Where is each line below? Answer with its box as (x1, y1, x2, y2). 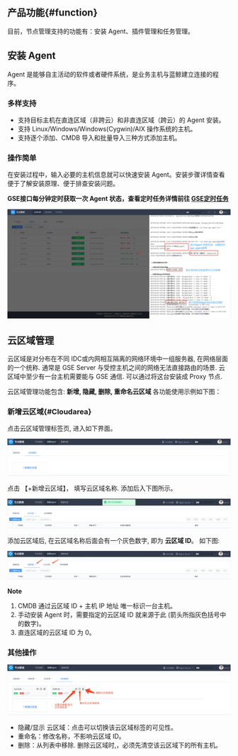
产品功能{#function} (7, 6, 98, 19)
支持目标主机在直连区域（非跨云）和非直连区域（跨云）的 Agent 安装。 (17, 116, 225, 124)
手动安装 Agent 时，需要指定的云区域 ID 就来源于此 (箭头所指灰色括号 (17, 610, 220, 619)
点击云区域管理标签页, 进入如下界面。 (7, 424, 117, 433)
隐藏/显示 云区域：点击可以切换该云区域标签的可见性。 (17, 723, 177, 731)
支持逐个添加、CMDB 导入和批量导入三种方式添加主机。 (17, 133, 181, 142)
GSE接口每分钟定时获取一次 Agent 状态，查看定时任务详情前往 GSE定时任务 (7, 195, 229, 203)
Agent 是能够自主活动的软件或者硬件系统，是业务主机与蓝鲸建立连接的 (7, 70, 213, 78)
